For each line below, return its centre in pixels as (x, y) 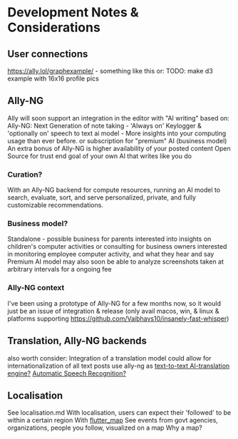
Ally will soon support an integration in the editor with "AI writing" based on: (119, 118)
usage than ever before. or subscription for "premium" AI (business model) (117, 140)
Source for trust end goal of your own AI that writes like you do (100, 156)
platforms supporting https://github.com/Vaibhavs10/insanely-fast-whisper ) (118, 319)
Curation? (25, 174)
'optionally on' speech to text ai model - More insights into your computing (117, 133)
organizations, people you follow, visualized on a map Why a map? (105, 428)
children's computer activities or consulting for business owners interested (117, 247)
